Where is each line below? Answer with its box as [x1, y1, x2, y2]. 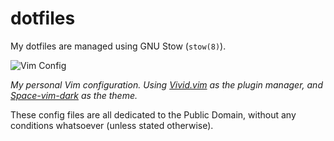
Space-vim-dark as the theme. [10, 89, 138, 101]
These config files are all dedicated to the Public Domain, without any [10, 108, 297, 121]
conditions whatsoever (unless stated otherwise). [10, 119, 214, 131]
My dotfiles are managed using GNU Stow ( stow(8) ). [10, 40, 227, 52]
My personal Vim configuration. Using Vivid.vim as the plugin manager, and [10, 78, 323, 91]
